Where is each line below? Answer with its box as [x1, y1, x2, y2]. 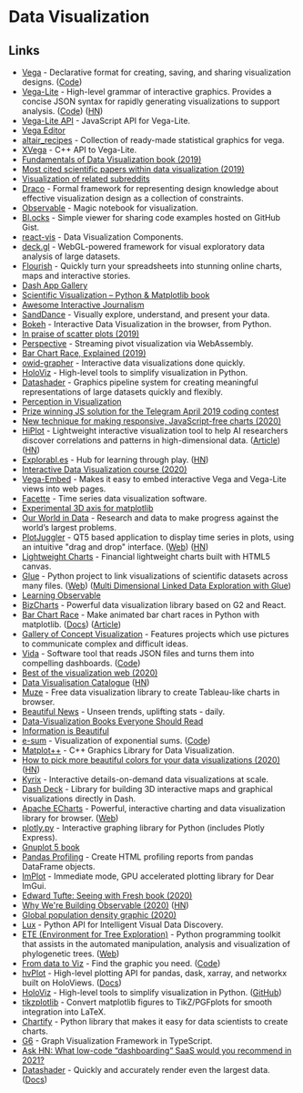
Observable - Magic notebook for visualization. [21, 202, 199, 213]
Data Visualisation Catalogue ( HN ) [21, 677, 150, 687]
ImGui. [21, 881, 46, 891]
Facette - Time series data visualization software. [21, 493, 207, 503]
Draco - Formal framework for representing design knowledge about [21, 183, 279, 193]
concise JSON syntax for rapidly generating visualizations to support [21, 96, 280, 107]
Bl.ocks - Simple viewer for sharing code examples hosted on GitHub [21, 212, 281, 222]
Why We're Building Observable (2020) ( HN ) [21, 900, 189, 911]
